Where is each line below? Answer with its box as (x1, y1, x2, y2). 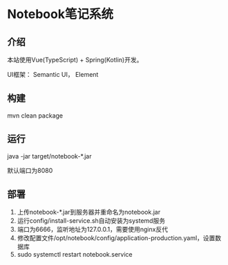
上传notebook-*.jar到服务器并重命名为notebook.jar (17, 208, 161, 217)
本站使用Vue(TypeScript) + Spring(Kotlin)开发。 (7, 56, 143, 64)
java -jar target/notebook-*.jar (7, 152, 92, 160)
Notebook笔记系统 (7, 6, 114, 22)
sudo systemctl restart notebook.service (17, 250, 133, 259)
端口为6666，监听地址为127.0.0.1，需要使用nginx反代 (17, 226, 168, 234)
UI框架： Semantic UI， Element (7, 71, 99, 78)
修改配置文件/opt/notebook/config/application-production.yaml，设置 (17, 234, 216, 242)
